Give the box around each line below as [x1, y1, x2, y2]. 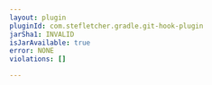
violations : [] [9, 55, 67, 64]
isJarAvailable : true [9, 38, 91, 47]
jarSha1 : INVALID [9, 30, 75, 38]
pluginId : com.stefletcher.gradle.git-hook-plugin [9, 21, 204, 30]
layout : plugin [9, 13, 67, 22]
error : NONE [9, 47, 54, 55]
